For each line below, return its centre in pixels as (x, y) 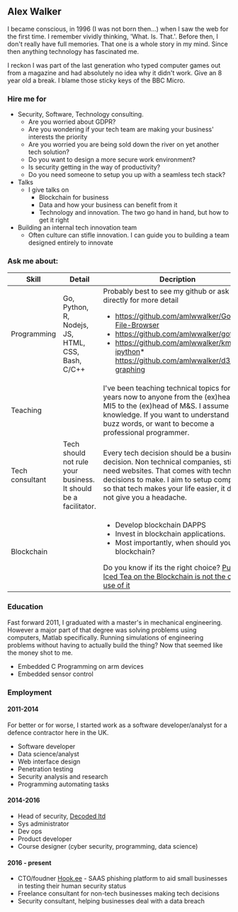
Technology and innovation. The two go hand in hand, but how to (134, 213)
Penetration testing (45, 769)
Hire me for (27, 99)
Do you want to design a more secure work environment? (112, 160)
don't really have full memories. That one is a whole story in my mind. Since (118, 44)
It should (77, 488)
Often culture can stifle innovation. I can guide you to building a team (129, 235)
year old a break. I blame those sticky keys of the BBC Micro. (96, 80)
